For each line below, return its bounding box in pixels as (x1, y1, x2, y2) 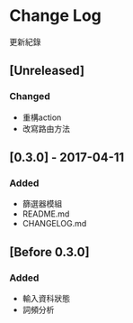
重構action (22, 112, 62, 123)
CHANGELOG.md (22, 218, 87, 229)
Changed (9, 90, 51, 103)
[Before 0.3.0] (9, 245, 90, 260)
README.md (22, 208, 70, 219)
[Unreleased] (9, 63, 85, 78)
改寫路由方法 (22, 123, 70, 134)
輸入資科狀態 (22, 293, 70, 303)
